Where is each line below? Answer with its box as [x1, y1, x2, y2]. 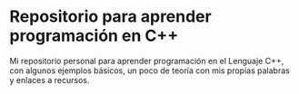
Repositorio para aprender [9, 6, 212, 27]
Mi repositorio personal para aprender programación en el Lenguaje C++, [9, 55, 284, 66]
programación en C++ [9, 25, 179, 46]
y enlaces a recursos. [9, 74, 90, 85]
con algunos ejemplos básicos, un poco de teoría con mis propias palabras [9, 65, 291, 76]
